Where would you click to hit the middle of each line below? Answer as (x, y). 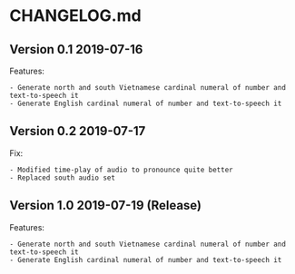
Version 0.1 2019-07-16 (76, 49)
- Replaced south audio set (63, 178)
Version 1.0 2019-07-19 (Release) (106, 205)
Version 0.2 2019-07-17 (78, 131)
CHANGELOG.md (76, 16)
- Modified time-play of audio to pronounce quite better (121, 170)
